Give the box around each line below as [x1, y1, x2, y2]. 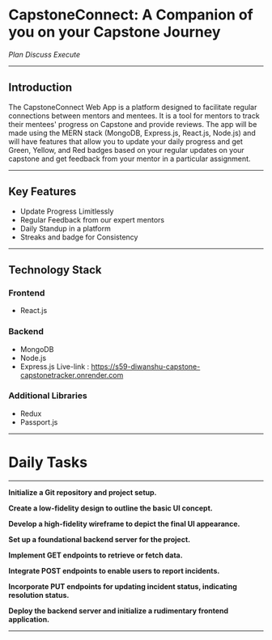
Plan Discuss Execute [8, 49, 81, 59]
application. [8, 614, 50, 624]
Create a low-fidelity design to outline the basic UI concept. [8, 503, 213, 513]
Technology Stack [8, 263, 102, 277]
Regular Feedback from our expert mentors [19, 214, 165, 224]
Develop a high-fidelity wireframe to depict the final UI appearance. [8, 519, 240, 528]
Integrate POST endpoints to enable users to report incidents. [8, 566, 220, 575]
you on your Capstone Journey [8, 23, 221, 41]
